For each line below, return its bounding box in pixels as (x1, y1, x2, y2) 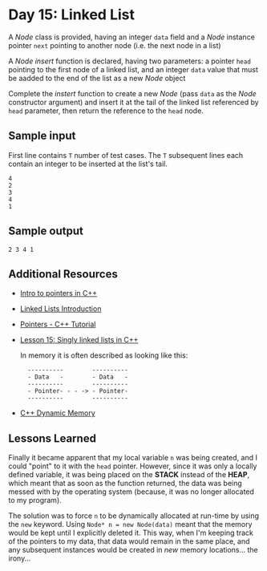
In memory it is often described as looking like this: (19, 350, 188, 360)
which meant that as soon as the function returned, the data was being (8, 479, 242, 488)
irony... (8, 553, 31, 563)
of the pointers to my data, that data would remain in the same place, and (8, 537, 250, 546)
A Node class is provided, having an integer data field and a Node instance (8, 32, 255, 42)
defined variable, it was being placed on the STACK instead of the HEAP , (8, 470, 250, 480)
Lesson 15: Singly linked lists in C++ (19, 335, 139, 345)
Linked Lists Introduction (19, 304, 102, 314)
